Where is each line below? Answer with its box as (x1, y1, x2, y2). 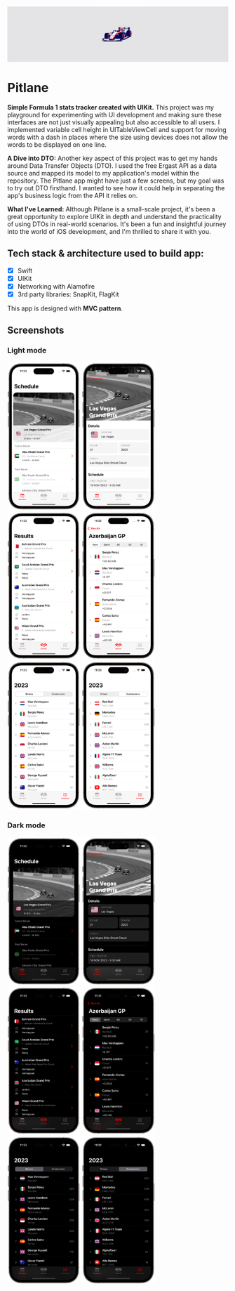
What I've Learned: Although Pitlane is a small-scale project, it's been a (7, 204, 215, 213)
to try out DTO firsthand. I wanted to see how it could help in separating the (7, 183, 225, 192)
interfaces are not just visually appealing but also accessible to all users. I (7, 118, 220, 126)
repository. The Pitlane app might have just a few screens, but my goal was (7, 176, 224, 185)
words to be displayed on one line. (7, 140, 107, 149)
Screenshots (7, 325, 65, 336)
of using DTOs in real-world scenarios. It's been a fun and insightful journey (7, 220, 227, 228)
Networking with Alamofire (17, 282, 95, 290)
